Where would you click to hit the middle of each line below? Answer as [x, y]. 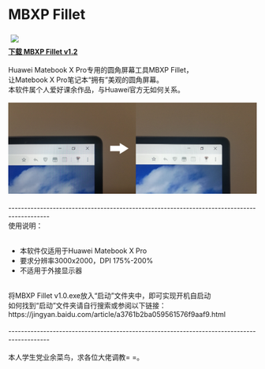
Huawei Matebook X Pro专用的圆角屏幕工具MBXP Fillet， [101, 69]
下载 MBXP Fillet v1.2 [43, 51]
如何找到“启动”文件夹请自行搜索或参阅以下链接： [88, 306]
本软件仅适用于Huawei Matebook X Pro [83, 251]
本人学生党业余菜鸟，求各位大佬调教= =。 [76, 357]
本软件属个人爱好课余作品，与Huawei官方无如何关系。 [97, 89]
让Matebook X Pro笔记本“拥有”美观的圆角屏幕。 [86, 80]
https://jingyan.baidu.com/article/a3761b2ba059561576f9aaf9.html [117, 315]
